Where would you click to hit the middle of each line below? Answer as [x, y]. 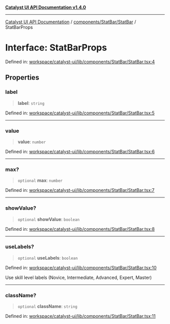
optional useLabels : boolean [48, 258]
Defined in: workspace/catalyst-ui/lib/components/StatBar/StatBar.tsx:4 [80, 62]
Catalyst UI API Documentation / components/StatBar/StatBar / [71, 22]
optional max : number [40, 180]
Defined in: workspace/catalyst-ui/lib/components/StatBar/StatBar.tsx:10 [81, 267]
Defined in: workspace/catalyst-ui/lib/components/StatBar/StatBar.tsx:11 [80, 316]
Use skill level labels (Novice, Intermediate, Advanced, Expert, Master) [78, 277]
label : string [31, 103]
